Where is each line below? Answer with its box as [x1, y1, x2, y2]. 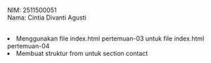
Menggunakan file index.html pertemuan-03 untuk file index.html [16, 34, 205, 43]
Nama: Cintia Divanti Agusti [7, 13, 87, 22]
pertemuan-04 [7, 42, 50, 50]
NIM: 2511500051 [7, 6, 57, 14]
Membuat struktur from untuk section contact [16, 49, 148, 57]
